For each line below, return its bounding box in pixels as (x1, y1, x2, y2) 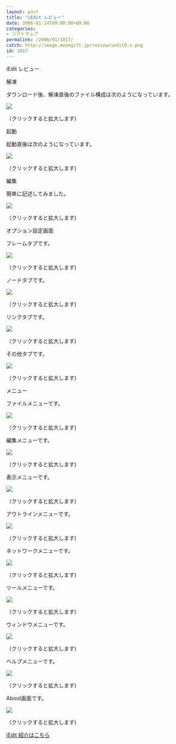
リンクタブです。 (6, 313, 48, 321)
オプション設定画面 (6, 227, 54, 234)
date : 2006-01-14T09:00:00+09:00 (6, 20, 90, 26)
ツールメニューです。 (6, 584, 58, 591)
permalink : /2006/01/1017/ (6, 37, 74, 43)
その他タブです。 (6, 350, 48, 357)
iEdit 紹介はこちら (6, 731, 50, 739)
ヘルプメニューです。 (6, 657, 58, 665)
